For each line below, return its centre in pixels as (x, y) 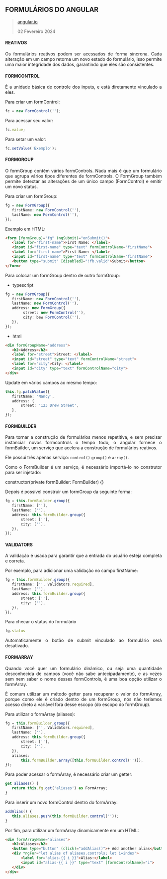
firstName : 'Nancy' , (33, 396)
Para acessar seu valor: (29, 121)
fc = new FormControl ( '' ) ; (33, 111)
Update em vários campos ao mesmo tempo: (51, 382)
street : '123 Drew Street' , (50, 406)
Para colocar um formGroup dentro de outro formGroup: (63, 275)
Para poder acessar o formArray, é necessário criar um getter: (69, 774)
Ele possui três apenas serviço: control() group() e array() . (67, 458)
